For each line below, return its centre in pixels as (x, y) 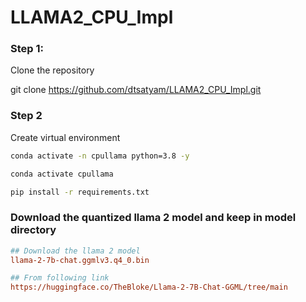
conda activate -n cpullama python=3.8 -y (100, 156)
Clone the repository (52, 70)
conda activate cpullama (62, 174)
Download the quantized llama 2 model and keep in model (153, 218)
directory (33, 230)
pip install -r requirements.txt (80, 192)
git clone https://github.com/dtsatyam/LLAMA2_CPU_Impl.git (136, 90)
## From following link (60, 278)
